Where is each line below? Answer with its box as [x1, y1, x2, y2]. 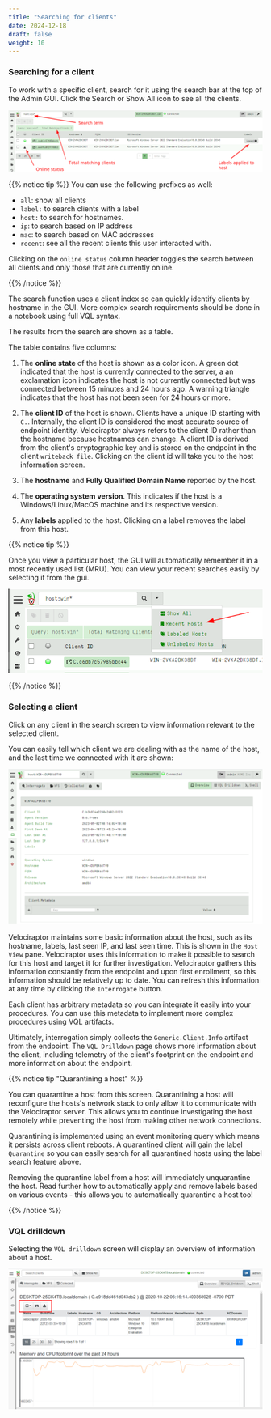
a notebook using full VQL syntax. [8, 311, 121, 321]
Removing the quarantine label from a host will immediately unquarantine [8, 1172, 251, 1182]
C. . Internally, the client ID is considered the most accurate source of [19, 417, 248, 427]
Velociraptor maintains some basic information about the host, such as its [8, 932, 252, 942]
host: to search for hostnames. [19, 212, 124, 222]
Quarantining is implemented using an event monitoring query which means [8, 1131, 260, 1140]
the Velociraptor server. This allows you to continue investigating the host [8, 1106, 252, 1116]
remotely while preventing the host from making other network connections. [8, 1115, 261, 1125]
